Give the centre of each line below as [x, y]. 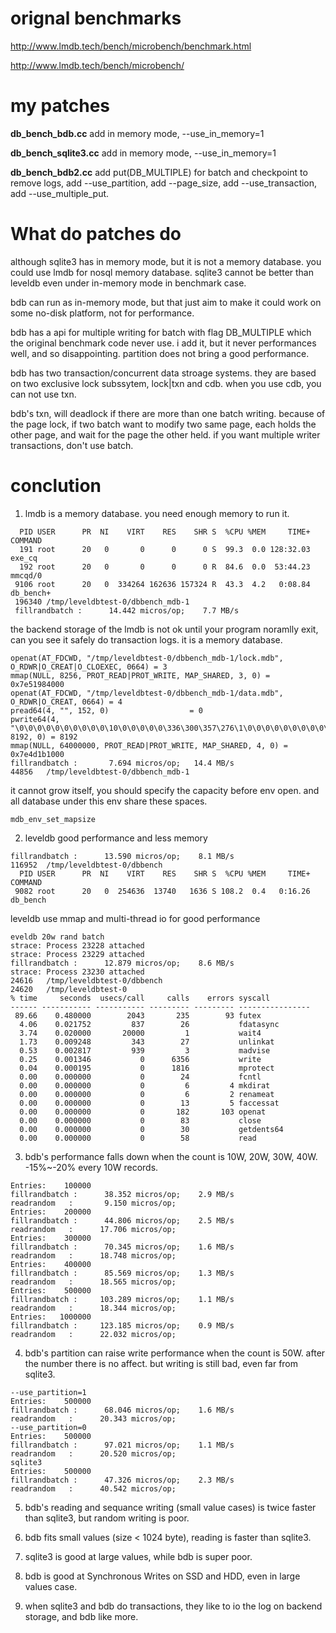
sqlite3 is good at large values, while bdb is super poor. [138, 1556]
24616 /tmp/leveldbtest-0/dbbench [86, 980]
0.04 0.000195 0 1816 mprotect [147, 1068]
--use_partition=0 [48, 1427]
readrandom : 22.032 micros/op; [93, 1334]
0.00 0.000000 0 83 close [140, 1120]
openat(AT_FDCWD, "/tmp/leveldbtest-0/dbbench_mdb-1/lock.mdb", [147, 658]
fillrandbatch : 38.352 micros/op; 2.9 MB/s [122, 1194]
